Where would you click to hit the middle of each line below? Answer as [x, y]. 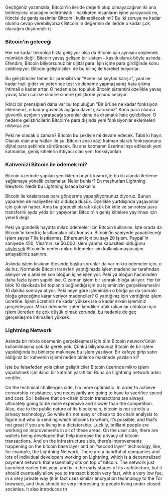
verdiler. [14, 378]
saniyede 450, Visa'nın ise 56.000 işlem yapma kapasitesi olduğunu [75, 243]
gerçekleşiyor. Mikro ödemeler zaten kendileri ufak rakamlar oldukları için [81, 306]
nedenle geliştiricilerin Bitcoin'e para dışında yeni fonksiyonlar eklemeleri [80, 120]
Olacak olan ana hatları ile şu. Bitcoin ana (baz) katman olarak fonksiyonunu [83, 141]
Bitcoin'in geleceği [28, 41]
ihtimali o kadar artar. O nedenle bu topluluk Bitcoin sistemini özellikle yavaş [83, 89]
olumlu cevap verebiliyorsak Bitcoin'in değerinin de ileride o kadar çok [78, 23]
